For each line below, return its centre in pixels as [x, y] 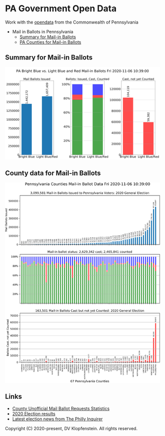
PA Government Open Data [61, 9]
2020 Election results [34, 413]
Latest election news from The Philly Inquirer [57, 419]
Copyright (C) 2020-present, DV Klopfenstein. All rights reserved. [71, 428]
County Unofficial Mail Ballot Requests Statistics [61, 409]
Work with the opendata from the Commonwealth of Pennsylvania [72, 22]
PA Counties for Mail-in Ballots [50, 42]
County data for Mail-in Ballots [53, 173]
